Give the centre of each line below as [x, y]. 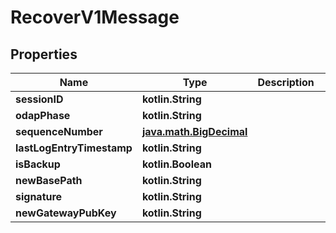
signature [39, 196]
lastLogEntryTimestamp [74, 148]
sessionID [39, 99]
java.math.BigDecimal [194, 131]
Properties [44, 54]
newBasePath [49, 180]
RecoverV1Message [95, 17]
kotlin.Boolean [176, 164]
